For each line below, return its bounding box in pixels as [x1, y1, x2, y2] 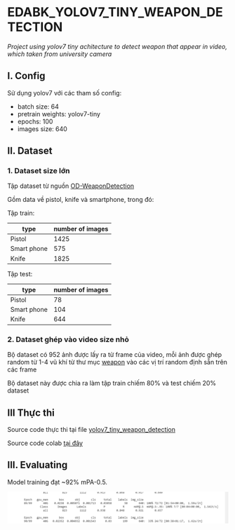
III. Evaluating [7, 459, 68, 471]
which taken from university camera [7, 50, 112, 58]
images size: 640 [17, 124, 68, 133]
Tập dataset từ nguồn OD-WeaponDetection [7, 182, 135, 190]
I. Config [7, 70, 46, 82]
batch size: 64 [17, 102, 60, 111]
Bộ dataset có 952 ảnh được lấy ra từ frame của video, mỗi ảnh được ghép [7, 351, 222, 359]
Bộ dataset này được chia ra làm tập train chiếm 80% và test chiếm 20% [7, 379, 217, 388]
